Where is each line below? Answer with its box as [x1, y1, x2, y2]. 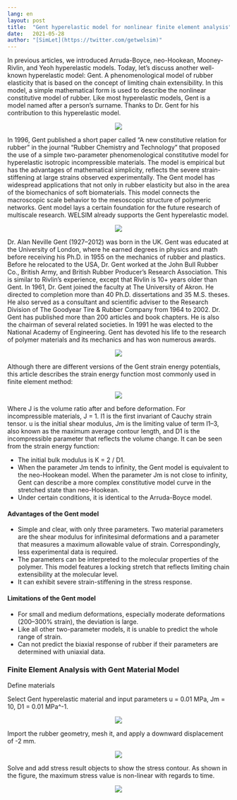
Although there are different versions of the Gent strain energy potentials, [7, 362, 221, 371]
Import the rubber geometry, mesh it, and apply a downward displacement [7, 729, 224, 738]
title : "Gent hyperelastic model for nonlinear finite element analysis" [7, 23, 232, 30]
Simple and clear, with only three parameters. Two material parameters [17, 525, 224, 534]
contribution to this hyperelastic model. [7, 109, 121, 117]
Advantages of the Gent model [7, 509, 99, 518]
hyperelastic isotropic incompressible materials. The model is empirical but [7, 158, 225, 167]
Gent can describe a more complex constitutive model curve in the [17, 478, 212, 487]
